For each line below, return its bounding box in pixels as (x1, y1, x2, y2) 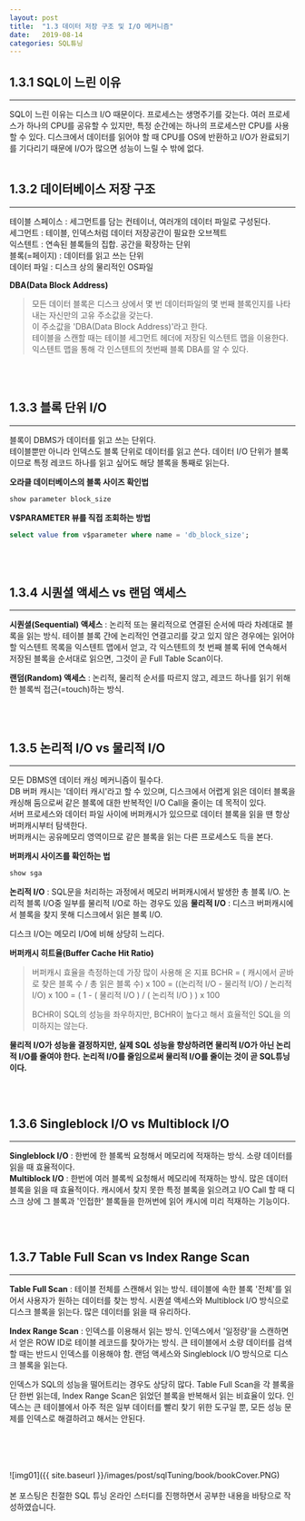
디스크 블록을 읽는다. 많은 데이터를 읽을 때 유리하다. (9, 1306, 191, 1317)
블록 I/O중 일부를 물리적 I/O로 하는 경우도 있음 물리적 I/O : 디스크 (25, 897, 255, 908)
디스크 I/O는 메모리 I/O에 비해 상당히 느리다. (9, 928, 165, 939)
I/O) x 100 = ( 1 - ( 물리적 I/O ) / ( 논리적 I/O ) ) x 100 (31, 989, 221, 1000)
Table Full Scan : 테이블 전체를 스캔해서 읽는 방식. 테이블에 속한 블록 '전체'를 (9, 1283, 283, 1294)
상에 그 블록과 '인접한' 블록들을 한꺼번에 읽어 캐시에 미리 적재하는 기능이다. (25, 1195, 290, 1206)
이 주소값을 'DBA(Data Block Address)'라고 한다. (31, 321, 208, 331)
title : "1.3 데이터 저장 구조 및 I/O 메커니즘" (9, 22, 174, 31)
